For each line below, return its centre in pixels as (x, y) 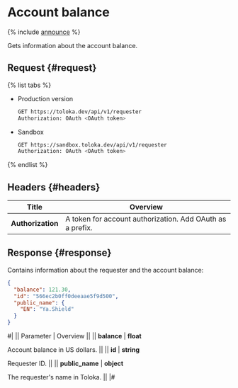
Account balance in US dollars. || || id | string (74, 350)
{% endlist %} (28, 165)
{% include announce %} (44, 32)
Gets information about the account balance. (73, 45)
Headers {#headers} (54, 187)
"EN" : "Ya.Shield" (47, 309)
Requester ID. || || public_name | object (66, 363)
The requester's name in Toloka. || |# (61, 377)
